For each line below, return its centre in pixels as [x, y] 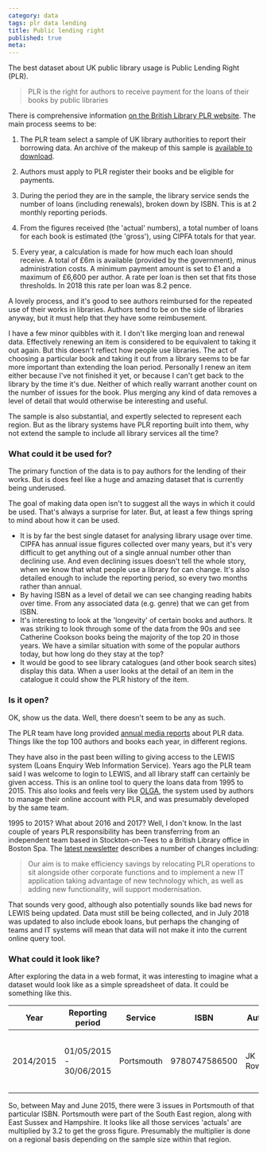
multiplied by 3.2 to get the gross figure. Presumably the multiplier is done [130, 1131]
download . [37, 157]
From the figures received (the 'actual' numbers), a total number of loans [139, 228]
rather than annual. [51, 586]
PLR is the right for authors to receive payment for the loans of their [138, 91]
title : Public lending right [56, 30]
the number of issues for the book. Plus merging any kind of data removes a [133, 393]
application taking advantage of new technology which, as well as [135, 881]
